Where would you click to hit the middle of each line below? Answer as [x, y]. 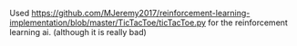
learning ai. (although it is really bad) [78, 32]
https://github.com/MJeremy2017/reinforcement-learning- [141, 13]
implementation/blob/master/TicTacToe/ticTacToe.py [108, 23]
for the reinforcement [248, 23]
